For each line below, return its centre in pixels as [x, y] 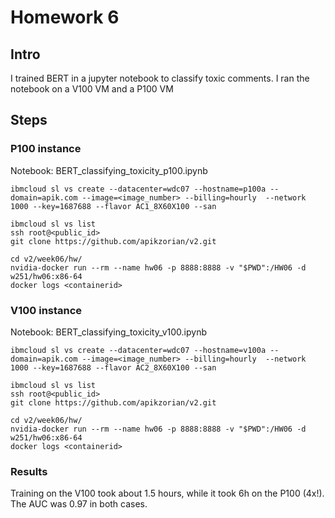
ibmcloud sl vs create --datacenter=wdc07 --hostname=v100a [138, 350]
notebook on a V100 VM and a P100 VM [92, 89]
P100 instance [46, 149]
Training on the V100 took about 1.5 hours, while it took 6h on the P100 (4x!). [167, 493]
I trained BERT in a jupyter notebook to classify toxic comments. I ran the [160, 78]
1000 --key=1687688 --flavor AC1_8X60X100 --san [113, 206]
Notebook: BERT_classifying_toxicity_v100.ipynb [109, 332]
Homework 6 [65, 17]
